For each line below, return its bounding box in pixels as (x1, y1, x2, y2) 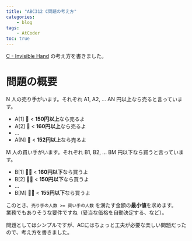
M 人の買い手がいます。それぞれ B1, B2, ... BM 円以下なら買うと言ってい (6, 149, 179, 156)
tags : (6, 25, 19, 31)
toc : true (6, 36, 30, 42)
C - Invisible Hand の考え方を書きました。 (6, 53, 107, 59)
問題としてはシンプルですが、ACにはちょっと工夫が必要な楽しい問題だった (6, 221, 187, 228)
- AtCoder (16, 30, 41, 36)
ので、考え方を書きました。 (6, 229, 73, 236)
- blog (16, 19, 33, 25)
